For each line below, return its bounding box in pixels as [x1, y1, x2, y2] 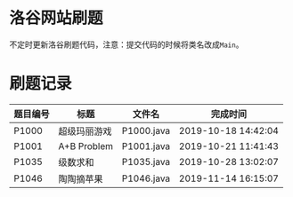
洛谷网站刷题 [9, 8, 104, 28]
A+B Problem [58, 139, 114, 152]
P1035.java [121, 155, 171, 168]
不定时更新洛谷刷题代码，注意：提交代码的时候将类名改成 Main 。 [9, 39, 244, 50]
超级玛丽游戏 [58, 125, 113, 138]
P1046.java [121, 172, 171, 185]
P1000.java [121, 124, 171, 137]
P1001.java [121, 139, 171, 152]
